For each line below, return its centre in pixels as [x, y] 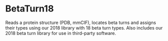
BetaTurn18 [30, 9]
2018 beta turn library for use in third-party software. [61, 33]
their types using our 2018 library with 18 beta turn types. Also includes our [84, 27]
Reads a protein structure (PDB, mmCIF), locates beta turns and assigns [81, 22]
